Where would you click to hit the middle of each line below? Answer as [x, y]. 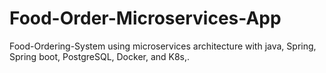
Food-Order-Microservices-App [145, 18]
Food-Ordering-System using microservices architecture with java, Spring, [163, 46]
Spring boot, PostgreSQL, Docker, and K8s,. [100, 56]
